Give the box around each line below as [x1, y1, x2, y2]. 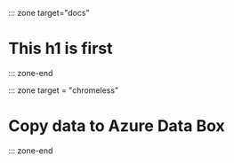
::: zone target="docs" [8, 8, 90, 18]
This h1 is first [8, 39, 113, 58]
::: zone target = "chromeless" [8, 84, 119, 96]
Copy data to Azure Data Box [8, 116, 226, 136]
